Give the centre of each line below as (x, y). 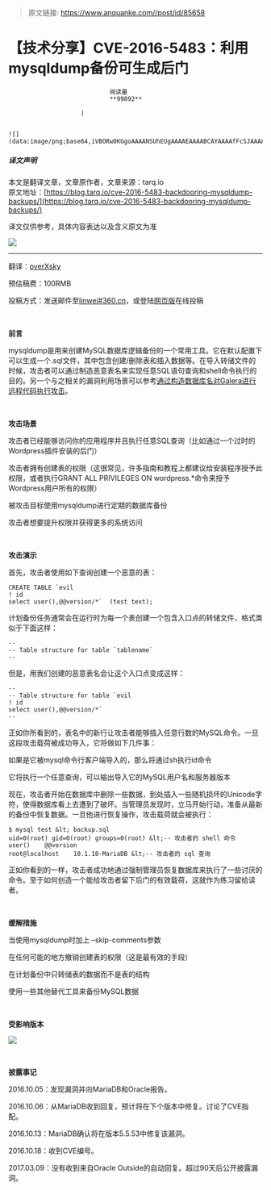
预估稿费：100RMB (40, 283)
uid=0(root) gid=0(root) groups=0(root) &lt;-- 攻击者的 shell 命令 (122, 838)
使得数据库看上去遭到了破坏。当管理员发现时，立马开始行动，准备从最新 (142, 804)
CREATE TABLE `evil (41, 587)
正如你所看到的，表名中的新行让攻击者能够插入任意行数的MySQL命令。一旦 (134, 733)
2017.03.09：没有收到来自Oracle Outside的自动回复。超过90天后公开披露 (130, 1167)
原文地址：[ (27, 192)
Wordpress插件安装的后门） (55, 450)
